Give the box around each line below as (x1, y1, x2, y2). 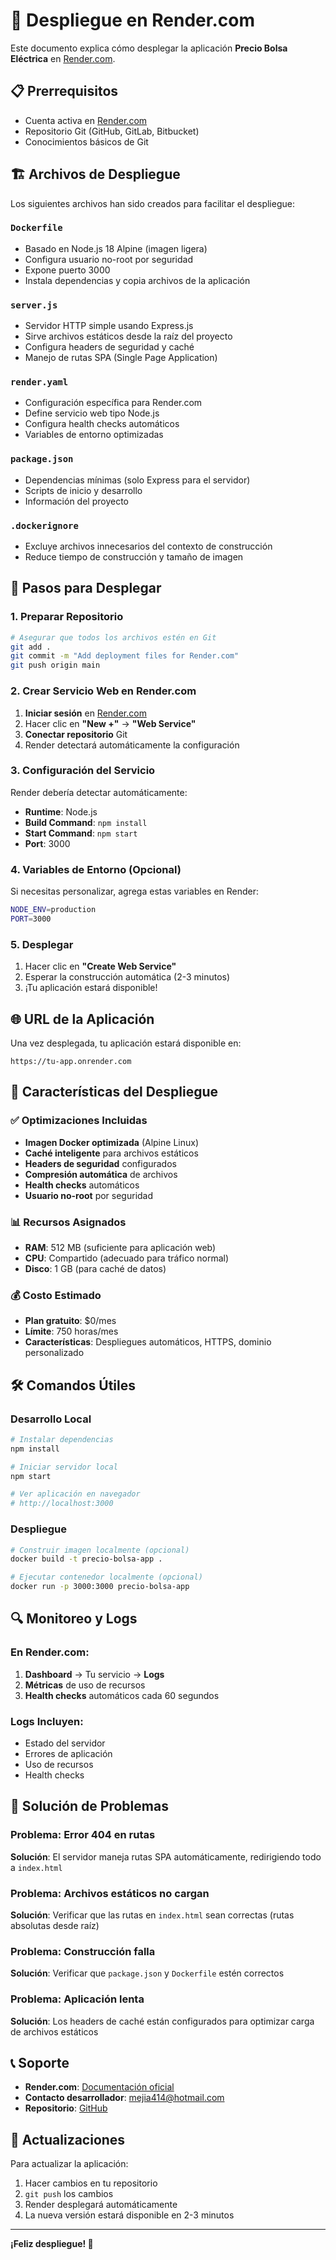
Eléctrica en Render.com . (10, 52, 116, 64)
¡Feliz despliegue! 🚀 (10, 2238, 94, 2250)
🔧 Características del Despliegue (10, 1084, 219, 1101)
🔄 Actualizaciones (10, 2131, 126, 2148)
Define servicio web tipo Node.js (24, 407, 160, 419)
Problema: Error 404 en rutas (10, 1828, 156, 1842)
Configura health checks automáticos (24, 418, 180, 430)
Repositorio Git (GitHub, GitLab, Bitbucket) (24, 125, 200, 137)
